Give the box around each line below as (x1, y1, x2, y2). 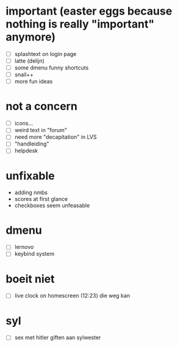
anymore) (5, 30, 56, 44)
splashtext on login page (14, 50, 77, 57)
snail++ (14, 71, 34, 79)
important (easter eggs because (5, 4, 173, 18)
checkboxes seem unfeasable (14, 202, 90, 209)
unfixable (5, 169, 55, 183)
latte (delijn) (14, 57, 45, 65)
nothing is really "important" (5, 17, 155, 31)
